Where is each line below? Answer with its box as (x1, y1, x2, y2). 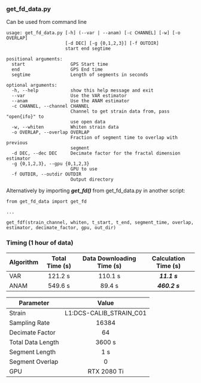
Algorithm (9, 258, 39, 266)
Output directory (70, 177, 114, 183)
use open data (70, 119, 106, 125)
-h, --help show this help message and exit (11, 87, 154, 94)
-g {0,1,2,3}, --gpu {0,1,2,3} (11, 161, 90, 167)
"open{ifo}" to (6, 114, 44, 120)
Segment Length (9, 348, 56, 356)
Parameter (19, 299, 50, 307)
